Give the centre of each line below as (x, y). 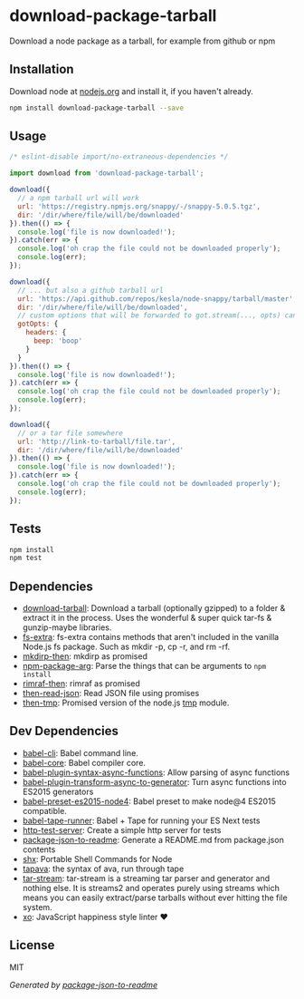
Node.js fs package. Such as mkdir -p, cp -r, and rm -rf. (126, 647)
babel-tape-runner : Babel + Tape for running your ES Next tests (141, 820)
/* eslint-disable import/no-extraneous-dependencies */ (119, 157)
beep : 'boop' (58, 341)
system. (37, 907)
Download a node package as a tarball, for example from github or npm (142, 41)
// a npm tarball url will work (79, 199)
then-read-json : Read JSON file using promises (111, 693)
